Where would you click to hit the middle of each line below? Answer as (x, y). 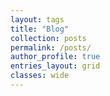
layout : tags (37, 19)
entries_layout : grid (55, 66)
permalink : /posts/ (51, 47)
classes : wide (40, 76)
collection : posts (48, 38)
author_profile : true (55, 57)
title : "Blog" (40, 29)
